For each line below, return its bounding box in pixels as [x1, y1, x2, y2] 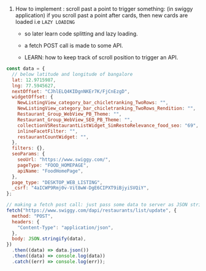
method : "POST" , [12, 213, 53, 219]
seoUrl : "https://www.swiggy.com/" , [17, 157, 112, 163]
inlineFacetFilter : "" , [17, 128, 78, 134]
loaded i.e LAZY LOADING [15, 18, 75, 25]
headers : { [12, 218, 40, 225]
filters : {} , [12, 145, 45, 152]
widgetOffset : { [12, 94, 53, 100]
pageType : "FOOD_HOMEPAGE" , [17, 162, 89, 168]
